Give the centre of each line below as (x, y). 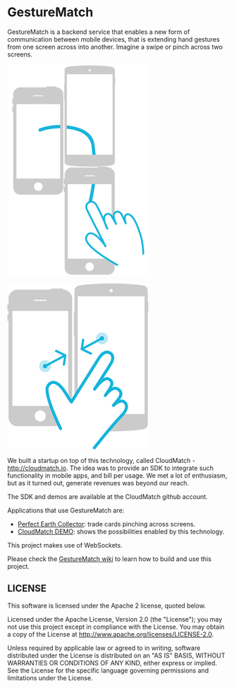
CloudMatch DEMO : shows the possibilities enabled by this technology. (121, 531)
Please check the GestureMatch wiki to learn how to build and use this (109, 559)
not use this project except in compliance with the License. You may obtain (116, 627)
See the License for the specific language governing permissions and (108, 670)
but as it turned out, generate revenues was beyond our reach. (98, 483)
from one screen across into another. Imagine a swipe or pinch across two (115, 47)
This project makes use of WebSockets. (65, 545)
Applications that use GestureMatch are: (66, 510)
